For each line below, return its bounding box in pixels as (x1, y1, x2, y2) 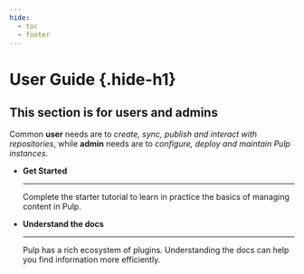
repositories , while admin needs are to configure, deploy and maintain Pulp (9, 138, 291, 149)
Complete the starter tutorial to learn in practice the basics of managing (22, 192, 290, 203)
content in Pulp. (22, 201, 81, 213)
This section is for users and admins (9, 105, 219, 120)
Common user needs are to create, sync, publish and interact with (9, 128, 258, 140)
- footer (17, 30, 51, 39)
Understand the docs (22, 219, 104, 230)
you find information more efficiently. (22, 254, 161, 265)
